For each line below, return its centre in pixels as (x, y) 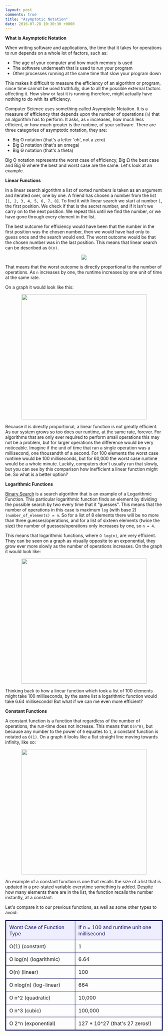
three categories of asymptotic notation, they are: (56, 130)
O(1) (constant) (28, 946)
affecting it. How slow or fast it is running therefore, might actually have (79, 94)
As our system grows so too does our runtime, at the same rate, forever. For (83, 432)
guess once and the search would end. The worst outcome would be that (80, 237)
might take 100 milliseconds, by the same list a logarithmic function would (81, 696)
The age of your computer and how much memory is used (72, 63)
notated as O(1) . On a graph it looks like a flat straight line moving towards (81, 737)
